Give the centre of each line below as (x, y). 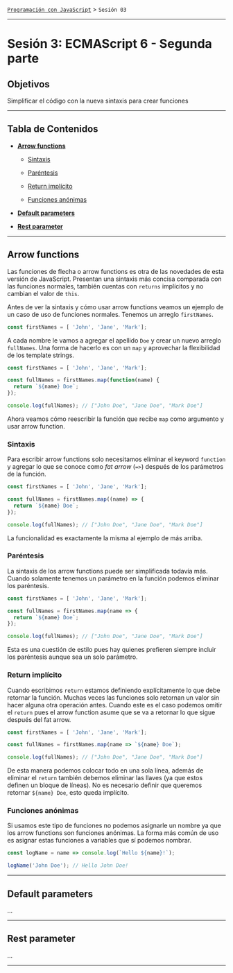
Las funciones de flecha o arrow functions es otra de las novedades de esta (115, 271)
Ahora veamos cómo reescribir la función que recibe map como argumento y (115, 419)
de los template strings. (41, 355)
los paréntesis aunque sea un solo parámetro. (72, 657)
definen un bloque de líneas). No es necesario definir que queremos (105, 785)
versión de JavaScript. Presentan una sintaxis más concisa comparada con (114, 279)
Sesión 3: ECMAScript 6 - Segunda (110, 44)
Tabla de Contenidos (53, 129)
